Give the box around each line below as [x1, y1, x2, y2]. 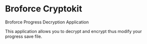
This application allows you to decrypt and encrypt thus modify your [5, 28, 142, 34]
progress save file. [5, 33, 42, 39]
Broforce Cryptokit [5, 3, 82, 14]
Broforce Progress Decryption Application [5, 19, 89, 25]
